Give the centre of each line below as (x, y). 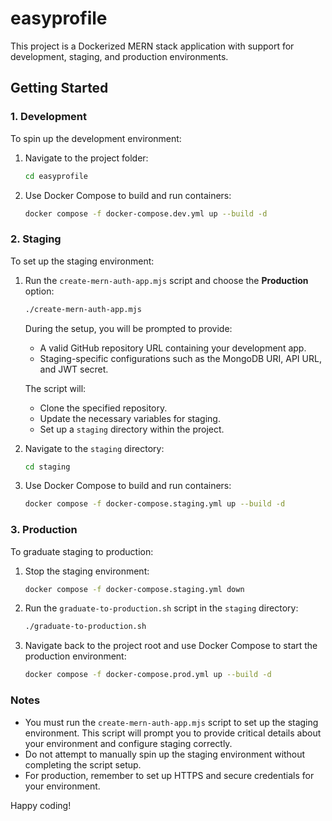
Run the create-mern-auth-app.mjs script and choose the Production (166, 280)
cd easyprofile (56, 176)
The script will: (55, 388)
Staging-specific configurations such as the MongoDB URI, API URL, (180, 358)
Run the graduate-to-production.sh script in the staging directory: (161, 608)
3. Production (44, 530)
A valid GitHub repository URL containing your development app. (173, 348)
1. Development (49, 117)
